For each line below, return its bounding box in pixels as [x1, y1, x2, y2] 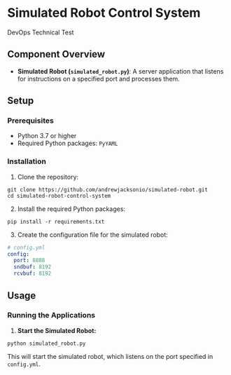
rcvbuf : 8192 [13, 270, 52, 278]
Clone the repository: [17, 172, 79, 181]
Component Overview [7, 48, 106, 60]
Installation [7, 156, 47, 166]
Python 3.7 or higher [17, 132, 77, 140]
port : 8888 [13, 257, 45, 264]
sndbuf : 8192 [13, 264, 52, 271]
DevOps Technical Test [7, 28, 74, 36]
